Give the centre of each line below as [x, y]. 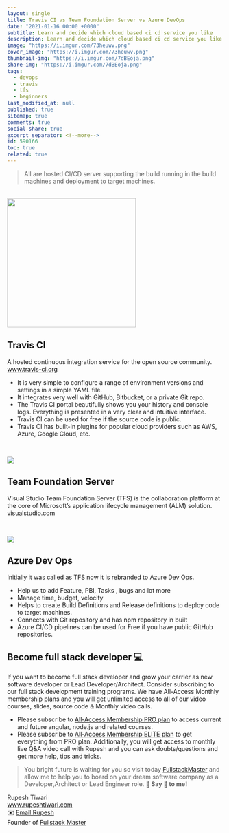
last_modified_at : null [41, 103]
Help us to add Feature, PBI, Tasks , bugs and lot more [94, 591]
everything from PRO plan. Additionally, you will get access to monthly [116, 741]
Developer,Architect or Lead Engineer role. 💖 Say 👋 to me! [106, 784]
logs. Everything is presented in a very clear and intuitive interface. [111, 412]
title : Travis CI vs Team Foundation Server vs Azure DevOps [96, 20]
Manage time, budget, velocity [60, 598]
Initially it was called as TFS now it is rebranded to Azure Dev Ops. [101, 577]
